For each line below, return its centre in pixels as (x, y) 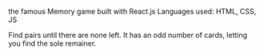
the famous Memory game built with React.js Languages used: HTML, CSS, (132, 11)
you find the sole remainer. (52, 43)
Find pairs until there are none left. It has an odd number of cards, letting (128, 35)
